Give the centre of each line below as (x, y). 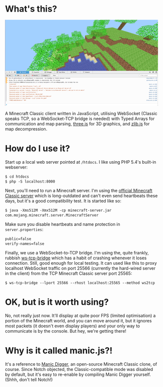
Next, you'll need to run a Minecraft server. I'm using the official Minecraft (79, 190)
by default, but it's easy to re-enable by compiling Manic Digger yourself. (78, 374)
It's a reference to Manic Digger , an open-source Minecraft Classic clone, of (81, 364)
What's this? (31, 9)
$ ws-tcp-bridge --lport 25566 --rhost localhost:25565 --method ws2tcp (80, 283)
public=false (18, 239)
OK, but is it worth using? (57, 302)
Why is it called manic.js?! (59, 351)
